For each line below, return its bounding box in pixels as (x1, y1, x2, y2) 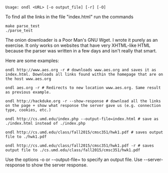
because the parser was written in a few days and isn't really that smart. (5, 48, 157, 53)
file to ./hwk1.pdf (5, 134, 47, 139)
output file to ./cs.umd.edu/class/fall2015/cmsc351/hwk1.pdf (5, 148, 140, 153)
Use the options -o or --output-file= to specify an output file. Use (5, 157, 143, 162)
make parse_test (5, 23, 40, 28)
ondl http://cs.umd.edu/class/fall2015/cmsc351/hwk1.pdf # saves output (5, 130, 163, 135)
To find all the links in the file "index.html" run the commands (5, 14, 134, 20)
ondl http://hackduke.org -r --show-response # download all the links (5, 99, 161, 104)
